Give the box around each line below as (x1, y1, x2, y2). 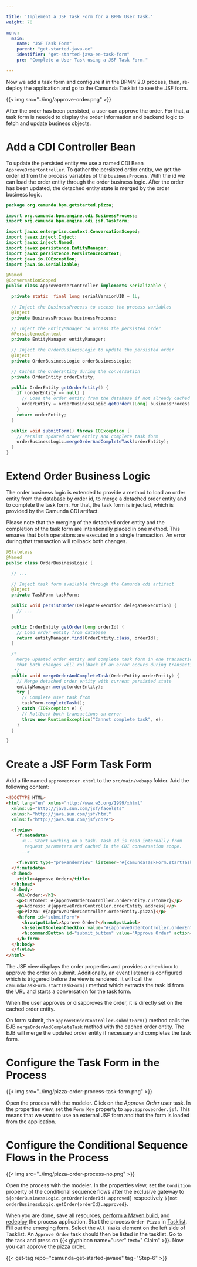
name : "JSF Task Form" (16, 40, 72, 47)
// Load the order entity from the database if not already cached (21, 395, 191, 402)
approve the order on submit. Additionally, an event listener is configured (6, 969, 182, 976)
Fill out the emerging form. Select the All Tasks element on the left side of (6, 1224, 186, 1231)
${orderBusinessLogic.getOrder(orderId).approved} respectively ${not (6, 1194, 178, 1201)
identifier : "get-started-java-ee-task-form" (16, 52, 130, 57)
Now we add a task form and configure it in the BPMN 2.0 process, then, (6, 78, 182, 85)
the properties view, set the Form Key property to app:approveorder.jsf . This (6, 1105, 191, 1112)
